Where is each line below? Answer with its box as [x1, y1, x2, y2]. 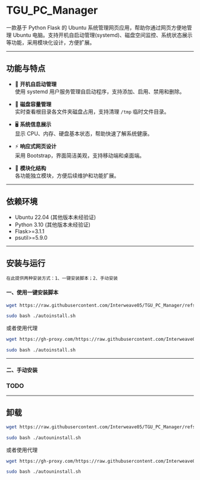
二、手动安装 [6, 366, 37, 374]
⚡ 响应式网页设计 [14, 142, 57, 149]
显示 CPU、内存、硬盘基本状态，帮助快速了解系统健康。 [14, 130, 153, 137]
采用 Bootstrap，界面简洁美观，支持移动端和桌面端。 [14, 152, 145, 159]
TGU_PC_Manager [6, 4, 98, 17]
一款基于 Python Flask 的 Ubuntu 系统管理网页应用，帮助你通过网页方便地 [6, 24, 187, 31]
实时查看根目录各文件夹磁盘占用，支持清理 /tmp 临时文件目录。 [14, 108, 170, 115]
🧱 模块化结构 [14, 164, 46, 171]
